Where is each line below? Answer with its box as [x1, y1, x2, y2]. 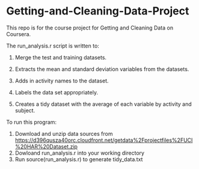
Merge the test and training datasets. [14, 54, 107, 61]
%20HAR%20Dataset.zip [14, 143, 78, 150]
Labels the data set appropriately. [14, 88, 98, 96]
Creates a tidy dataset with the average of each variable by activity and [14, 100, 192, 108]
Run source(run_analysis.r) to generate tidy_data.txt [14, 155, 143, 163]
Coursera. [6, 30, 31, 37]
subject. [14, 106, 35, 114]
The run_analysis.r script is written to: [6, 42, 99, 49]
